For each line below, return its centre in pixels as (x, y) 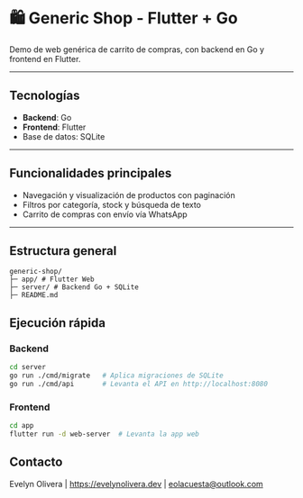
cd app (22, 425)
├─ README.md (34, 295)
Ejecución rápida (58, 323)
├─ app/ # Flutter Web (52, 280)
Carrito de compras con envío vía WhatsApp (105, 214)
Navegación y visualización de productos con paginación (129, 195)
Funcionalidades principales (91, 173)
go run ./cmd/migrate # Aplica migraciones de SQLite (116, 376)
